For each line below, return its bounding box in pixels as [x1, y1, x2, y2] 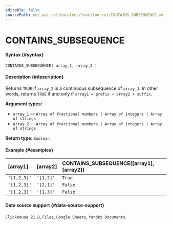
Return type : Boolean [5, 135, 50, 141]
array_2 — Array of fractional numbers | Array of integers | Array [12, 121, 162, 127]
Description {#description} [5, 74, 64, 80]
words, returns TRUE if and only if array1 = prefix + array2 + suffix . [5, 91, 153, 97]
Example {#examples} [5, 147, 54, 153]
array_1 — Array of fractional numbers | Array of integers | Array [12, 111, 162, 117]
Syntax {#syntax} [5, 52, 44, 58]
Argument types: [5, 101, 42, 107]
